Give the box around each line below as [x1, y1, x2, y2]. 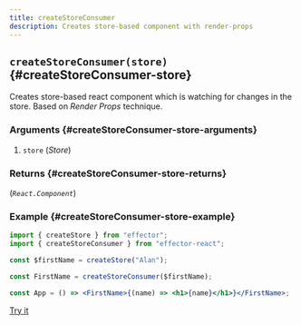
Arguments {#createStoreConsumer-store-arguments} [9, 123, 258, 136]
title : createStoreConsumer [9, 13, 116, 23]
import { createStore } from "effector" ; [9, 231, 169, 241]
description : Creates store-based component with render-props [9, 22, 254, 31]
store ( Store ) [22, 144, 72, 155]
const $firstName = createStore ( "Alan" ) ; [9, 255, 169, 264]
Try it [9, 305, 29, 316]
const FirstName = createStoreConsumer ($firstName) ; [9, 271, 213, 281]
